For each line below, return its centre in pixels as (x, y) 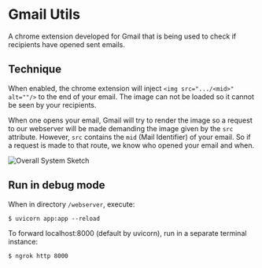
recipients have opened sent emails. (67, 44)
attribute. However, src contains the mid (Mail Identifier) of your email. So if (130, 137)
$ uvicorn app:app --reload (54, 218)
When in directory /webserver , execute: (72, 204)
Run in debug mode (57, 185)
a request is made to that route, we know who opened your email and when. (131, 145)
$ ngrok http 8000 (38, 256)
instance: (23, 241)
